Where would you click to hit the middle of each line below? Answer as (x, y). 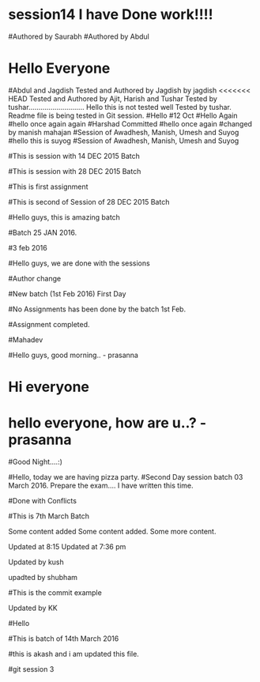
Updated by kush (36, 562)
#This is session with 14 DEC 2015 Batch (74, 156)
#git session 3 (31, 669)
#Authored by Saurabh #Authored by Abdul (79, 36)
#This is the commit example (55, 593)
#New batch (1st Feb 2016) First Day (67, 293)
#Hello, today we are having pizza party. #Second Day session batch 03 (126, 477)
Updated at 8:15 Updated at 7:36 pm (67, 546)
